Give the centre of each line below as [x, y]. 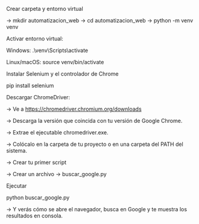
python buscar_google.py [38, 197]
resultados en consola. [35, 216]
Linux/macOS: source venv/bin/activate [55, 62]
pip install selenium [30, 85]
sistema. [17, 150]
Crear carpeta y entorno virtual [45, 9]
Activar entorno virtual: [35, 38]
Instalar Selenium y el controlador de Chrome [62, 74]
